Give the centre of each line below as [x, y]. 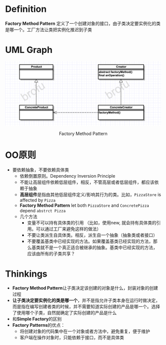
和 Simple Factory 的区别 [37, 319]
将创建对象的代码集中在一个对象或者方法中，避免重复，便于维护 [85, 331]
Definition [26, 9]
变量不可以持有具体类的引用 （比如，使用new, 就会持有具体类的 [92, 222]
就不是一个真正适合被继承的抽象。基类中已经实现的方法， [99, 247]
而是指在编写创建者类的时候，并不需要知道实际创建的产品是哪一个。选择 [86, 307]
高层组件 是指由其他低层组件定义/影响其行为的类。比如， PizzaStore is [90, 195]
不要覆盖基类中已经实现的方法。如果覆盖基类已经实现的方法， [90, 241]
